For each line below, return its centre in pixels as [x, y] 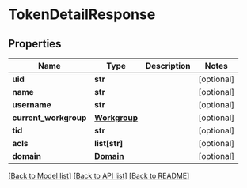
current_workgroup [49, 118]
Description [168, 66]
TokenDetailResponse [82, 15]
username [32, 105]
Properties [35, 44]
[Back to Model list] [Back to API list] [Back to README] [99, 176]
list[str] [109, 143]
